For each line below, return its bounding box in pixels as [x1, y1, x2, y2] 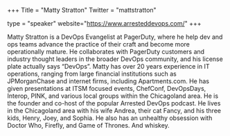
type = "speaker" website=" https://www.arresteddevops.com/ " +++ [7, 19, 202, 27]
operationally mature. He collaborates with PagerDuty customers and [7, 48, 205, 56]
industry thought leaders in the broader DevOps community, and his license [7, 55, 223, 63]
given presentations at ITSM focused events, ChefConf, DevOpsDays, [7, 85, 206, 92]
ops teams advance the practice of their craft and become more [7, 40, 191, 48]
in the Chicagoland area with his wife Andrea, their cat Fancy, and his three [7, 107, 222, 114]
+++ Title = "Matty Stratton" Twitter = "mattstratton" [7, 6, 157, 14]
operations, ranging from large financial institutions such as [7, 69, 177, 78]
